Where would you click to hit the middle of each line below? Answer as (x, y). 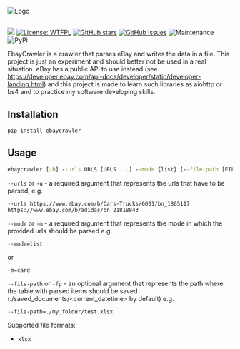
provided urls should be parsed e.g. (60, 231)
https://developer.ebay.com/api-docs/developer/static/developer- (104, 77)
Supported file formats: (42, 325)
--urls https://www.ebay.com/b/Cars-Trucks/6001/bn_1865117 (99, 203)
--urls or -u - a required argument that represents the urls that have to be (116, 183)
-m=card (19, 270)
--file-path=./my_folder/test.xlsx (60, 312)
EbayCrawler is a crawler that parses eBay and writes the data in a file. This (119, 54)
